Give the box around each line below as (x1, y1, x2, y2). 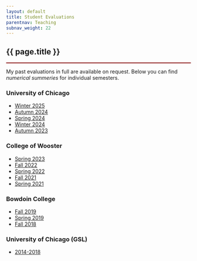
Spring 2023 (14, 155, 45, 162)
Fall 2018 (14, 221, 37, 228)
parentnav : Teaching (6, 19, 57, 25)
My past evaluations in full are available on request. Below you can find (6, 68, 178, 75)
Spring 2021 (14, 180, 44, 187)
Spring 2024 (14, 115, 45, 122)
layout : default (6, 8, 46, 15)
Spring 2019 (14, 214, 44, 221)
